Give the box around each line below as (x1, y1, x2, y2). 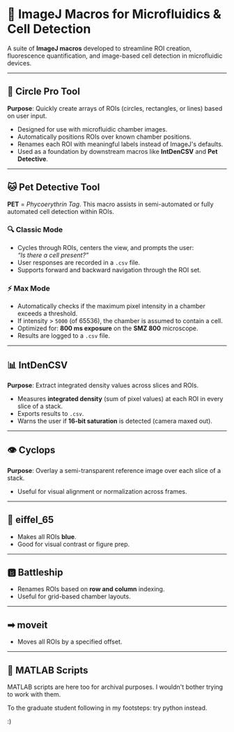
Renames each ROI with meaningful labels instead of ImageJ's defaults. (17, 139, 224, 148)
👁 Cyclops (7, 444, 56, 456)
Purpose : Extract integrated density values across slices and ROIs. (7, 381, 199, 389)
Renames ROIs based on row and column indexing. (17, 585, 165, 593)
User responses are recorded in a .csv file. (17, 258, 141, 267)
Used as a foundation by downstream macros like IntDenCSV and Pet (17, 147, 218, 155)
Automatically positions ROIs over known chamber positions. (17, 132, 192, 141)
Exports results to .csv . (17, 409, 84, 417)
